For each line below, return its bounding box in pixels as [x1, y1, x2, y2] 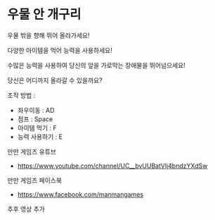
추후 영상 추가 [7, 204, 46, 213]
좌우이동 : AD [17, 106, 55, 114]
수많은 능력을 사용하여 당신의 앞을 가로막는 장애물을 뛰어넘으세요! [7, 61, 186, 69]
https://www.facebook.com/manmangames [17, 190, 144, 198]
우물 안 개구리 [7, 6, 82, 23]
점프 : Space [17, 114, 53, 123]
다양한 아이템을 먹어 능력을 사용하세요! [7, 46, 112, 54]
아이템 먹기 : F [17, 123, 58, 132]
